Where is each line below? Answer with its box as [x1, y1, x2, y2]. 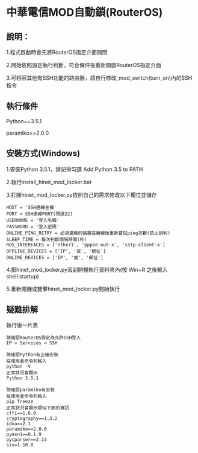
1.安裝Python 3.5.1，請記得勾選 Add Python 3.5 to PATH [6, 165, 143, 173]
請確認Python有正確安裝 [6, 352, 59, 358]
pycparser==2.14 [6, 437, 47, 443]
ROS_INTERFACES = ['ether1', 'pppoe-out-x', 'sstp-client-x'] [6, 242, 166, 248]
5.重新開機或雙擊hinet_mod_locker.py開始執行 [6, 285, 120, 292]
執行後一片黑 [6, 321, 38, 329]
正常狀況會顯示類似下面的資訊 [6, 405, 69, 411]
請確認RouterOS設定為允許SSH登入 [6, 335, 81, 341]
